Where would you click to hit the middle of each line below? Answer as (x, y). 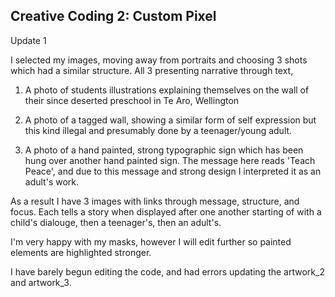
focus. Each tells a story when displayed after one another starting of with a (166, 211)
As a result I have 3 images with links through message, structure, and (155, 201)
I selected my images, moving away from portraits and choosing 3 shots (159, 60)
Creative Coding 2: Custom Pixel (113, 16)
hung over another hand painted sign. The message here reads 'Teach (170, 160)
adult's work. (52, 181)
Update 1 (28, 40)
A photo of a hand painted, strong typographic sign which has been (164, 150)
